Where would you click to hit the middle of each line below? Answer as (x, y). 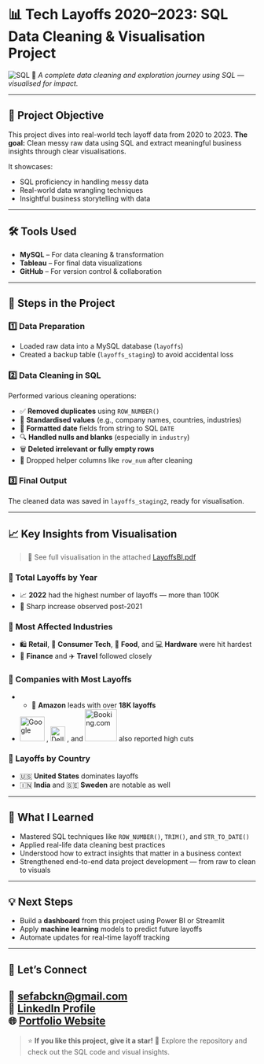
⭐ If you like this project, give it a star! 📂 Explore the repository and (137, 1040)
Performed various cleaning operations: (72, 395)
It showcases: (31, 166)
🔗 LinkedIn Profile (52, 1009)
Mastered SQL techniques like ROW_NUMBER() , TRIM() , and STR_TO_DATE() (134, 836)
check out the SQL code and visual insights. (99, 1051)
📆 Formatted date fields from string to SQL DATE (97, 428)
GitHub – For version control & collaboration (91, 271)
